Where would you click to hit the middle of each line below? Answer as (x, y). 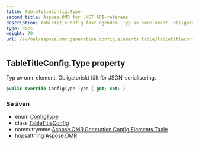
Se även (18, 103)
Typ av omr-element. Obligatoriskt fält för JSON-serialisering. (81, 77)
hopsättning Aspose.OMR (46, 135)
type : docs (20, 28)
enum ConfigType (36, 116)
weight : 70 (20, 34)
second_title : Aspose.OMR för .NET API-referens (67, 17)
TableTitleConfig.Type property (66, 63)
